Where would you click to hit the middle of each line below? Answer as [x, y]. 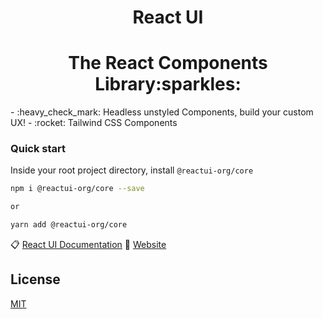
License [35, 279]
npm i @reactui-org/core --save [77, 189]
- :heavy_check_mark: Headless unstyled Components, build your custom [162, 112]
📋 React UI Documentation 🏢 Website [88, 245]
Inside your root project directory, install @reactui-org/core [132, 170]
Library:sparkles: [168, 84]
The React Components [168, 63]
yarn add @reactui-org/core [69, 225]
